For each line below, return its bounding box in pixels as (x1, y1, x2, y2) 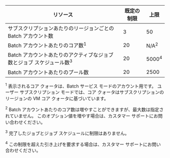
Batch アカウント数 (8, 32, 54, 39)
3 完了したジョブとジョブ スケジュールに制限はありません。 (5, 129, 130, 136)
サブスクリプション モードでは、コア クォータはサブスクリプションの (19, 89, 164, 95)
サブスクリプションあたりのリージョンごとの (8, 25, 114, 32)
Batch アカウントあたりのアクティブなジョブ (8, 52, 114, 59)
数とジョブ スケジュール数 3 (8, 58, 72, 66)
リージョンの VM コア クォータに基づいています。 (5, 96, 109, 102)
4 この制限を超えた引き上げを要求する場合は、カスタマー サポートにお (5, 140, 152, 147)
